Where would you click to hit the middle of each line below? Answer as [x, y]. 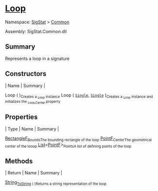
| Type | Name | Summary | [32, 129]
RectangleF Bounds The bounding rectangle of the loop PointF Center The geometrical [79, 139]
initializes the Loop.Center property [33, 102]
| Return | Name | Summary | [34, 173]
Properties [21, 117]
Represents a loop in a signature [37, 58]
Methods [19, 161]
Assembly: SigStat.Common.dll [36, 31]
